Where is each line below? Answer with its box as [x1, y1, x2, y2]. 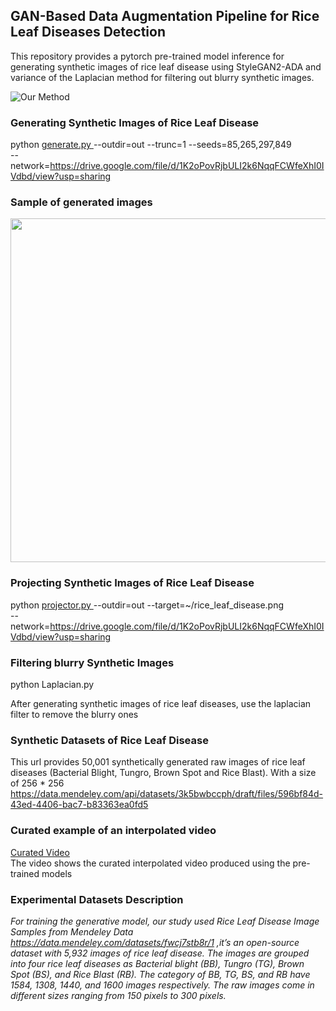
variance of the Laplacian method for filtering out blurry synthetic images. [10, 71, 315, 83]
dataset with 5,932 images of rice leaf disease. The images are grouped [10, 947, 310, 959]
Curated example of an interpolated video [10, 824, 217, 838]
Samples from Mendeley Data [10, 925, 134, 938]
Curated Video [10, 846, 70, 858]
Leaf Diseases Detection [10, 24, 167, 41]
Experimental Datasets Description [10, 892, 184, 906]
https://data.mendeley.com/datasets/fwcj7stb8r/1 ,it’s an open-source [10, 936, 300, 948]
